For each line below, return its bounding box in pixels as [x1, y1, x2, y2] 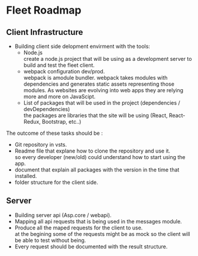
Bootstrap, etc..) [42, 118, 82, 125]
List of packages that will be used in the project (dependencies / [23, 99, 180, 106]
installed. [14, 173, 37, 179]
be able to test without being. [14, 236, 86, 244]
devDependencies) [23, 106, 70, 112]
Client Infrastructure [6, 27, 83, 37]
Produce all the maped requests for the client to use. [14, 224, 143, 231]
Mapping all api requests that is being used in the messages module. [14, 218, 182, 225]
